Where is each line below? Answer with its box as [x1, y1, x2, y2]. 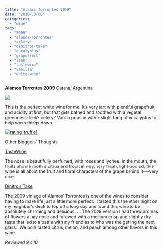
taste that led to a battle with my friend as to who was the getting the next [5, 219, 155, 225]
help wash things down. [5, 120, 54, 125]
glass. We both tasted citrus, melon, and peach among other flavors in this [5, 224, 158, 230]
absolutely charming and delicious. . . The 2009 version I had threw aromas [5, 208, 159, 214]
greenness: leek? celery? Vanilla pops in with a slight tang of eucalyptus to [5, 114, 157, 120]
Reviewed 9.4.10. [5, 239, 39, 245]
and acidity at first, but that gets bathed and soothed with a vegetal [5, 109, 142, 115]
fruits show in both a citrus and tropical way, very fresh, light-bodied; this [5, 163, 154, 169]
